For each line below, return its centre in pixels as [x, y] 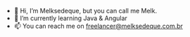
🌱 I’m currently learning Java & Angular [71, 18]
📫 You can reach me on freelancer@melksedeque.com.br [98, 26]
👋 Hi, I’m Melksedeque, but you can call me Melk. [85, 11]
